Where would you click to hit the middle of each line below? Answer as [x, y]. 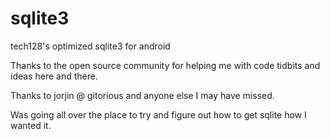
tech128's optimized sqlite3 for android [90, 46]
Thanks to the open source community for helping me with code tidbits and [165, 65]
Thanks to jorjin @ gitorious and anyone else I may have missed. [142, 95]
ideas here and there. [54, 76]
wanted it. [31, 125]
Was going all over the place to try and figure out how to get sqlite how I [158, 114]
